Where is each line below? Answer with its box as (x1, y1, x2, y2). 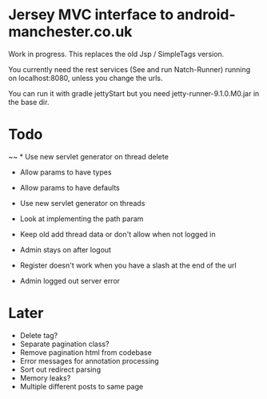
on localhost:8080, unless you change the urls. (8, 73, 163, 83)
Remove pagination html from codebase (19, 347, 152, 357)
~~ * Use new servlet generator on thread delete (8, 151, 169, 161)
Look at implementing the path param (19, 214, 144, 224)
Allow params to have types (19, 167, 112, 177)
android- (177, 6, 236, 24)
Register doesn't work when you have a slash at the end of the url (19, 260, 237, 270)
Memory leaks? (19, 373, 71, 382)
